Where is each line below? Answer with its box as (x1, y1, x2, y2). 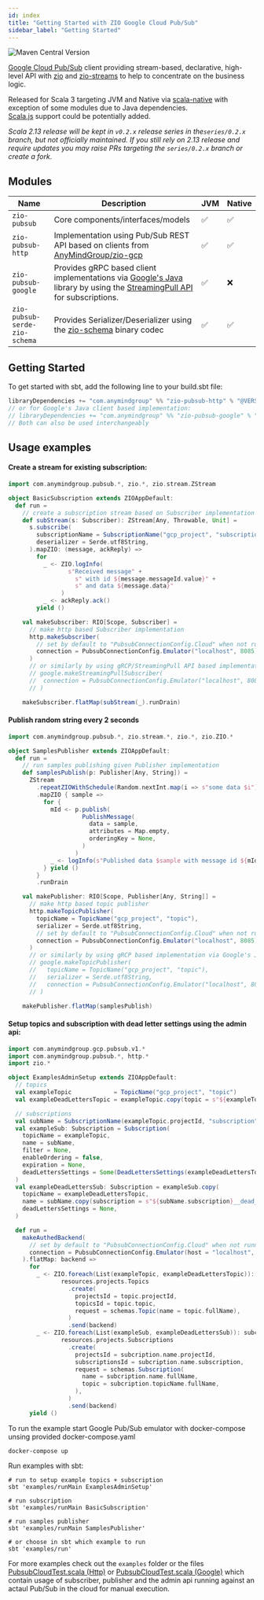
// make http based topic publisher (28, 900, 149, 909)
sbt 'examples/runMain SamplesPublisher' (8, 1524, 146, 1532)
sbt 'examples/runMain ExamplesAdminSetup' (8, 1483, 153, 1491)
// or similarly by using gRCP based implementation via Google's (28, 951, 251, 960)
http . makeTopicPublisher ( (28, 908, 114, 916)
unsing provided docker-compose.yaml (8, 1432, 136, 1441)
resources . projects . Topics (60, 1277, 149, 1285)
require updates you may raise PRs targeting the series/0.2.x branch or (8, 143, 244, 153)
